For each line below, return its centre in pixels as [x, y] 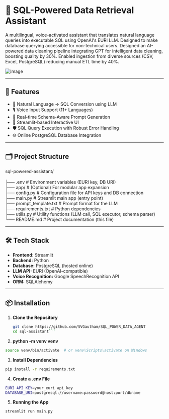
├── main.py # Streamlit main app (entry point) [54, 198]
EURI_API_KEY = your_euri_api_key [39, 388]
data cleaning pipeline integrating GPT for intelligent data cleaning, [94, 51]
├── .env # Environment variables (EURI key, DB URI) [61, 182]
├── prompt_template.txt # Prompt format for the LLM [62, 203]
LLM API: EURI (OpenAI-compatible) [50, 271]
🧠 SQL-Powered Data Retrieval [70, 10]
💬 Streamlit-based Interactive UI [46, 122]
